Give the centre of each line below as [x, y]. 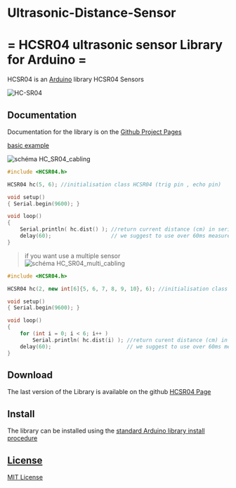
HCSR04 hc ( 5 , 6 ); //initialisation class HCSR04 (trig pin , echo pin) [114, 184]
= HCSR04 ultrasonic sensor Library [115, 45]
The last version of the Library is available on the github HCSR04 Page [109, 392]
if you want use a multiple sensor [72, 256]
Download [30, 375]
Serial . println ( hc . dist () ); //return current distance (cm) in [118, 229]
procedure [22, 438]
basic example [28, 145]
